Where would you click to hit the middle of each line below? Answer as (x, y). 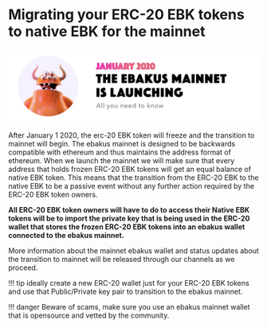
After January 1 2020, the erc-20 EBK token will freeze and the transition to (132, 135)
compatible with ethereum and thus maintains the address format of (120, 152)
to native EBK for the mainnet (107, 31)
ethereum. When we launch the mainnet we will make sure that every (122, 160)
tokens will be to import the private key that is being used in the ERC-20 (129, 218)
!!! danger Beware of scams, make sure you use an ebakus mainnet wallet (129, 307)
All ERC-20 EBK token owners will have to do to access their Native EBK (129, 209)
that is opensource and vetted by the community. (89, 315)
